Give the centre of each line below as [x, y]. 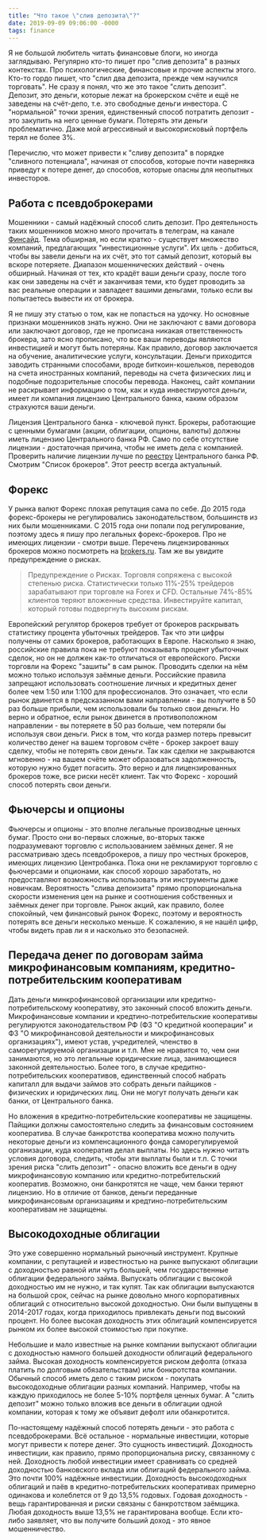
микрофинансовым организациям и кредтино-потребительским [118, 1200]
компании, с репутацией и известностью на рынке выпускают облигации [133, 1262]
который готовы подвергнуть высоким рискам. [108, 609]
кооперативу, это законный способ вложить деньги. [163, 1008]
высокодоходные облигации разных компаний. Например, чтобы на [124, 1387]
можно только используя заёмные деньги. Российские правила [117, 675]
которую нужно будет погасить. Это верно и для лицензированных [122, 768]
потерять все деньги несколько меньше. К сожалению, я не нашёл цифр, [133, 922]
